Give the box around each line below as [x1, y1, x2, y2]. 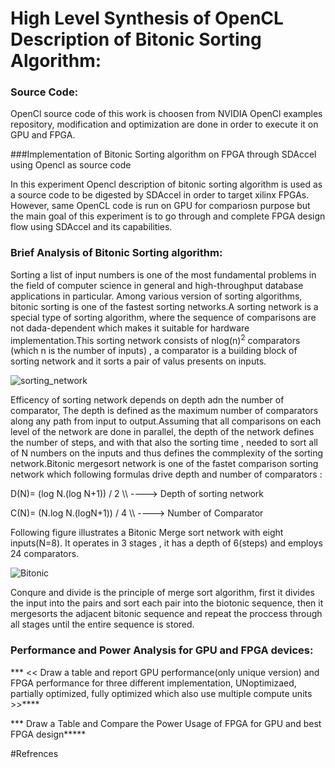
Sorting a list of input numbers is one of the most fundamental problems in [10, 268, 317, 281]
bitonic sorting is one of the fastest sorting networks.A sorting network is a [10, 300, 319, 312]
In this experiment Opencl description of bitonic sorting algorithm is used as [10, 178, 323, 191]
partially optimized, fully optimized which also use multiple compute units [10, 687, 313, 699]
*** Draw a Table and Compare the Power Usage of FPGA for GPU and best [10, 717, 322, 729]
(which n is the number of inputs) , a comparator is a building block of [10, 345, 298, 357]
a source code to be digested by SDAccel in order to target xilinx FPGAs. [10, 189, 310, 201]
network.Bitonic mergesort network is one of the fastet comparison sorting [10, 458, 319, 470]
